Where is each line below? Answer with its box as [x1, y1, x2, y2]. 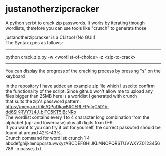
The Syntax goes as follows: [5, 39, 63, 45]
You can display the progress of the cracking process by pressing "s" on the [5, 68, 161, 74]
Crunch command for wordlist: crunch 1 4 [5, 135, 90, 141]
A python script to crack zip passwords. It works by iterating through [5, 20, 145, 26]
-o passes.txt [14, 145, 41, 151]
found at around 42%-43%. [5, 129, 62, 136]
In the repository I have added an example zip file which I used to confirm [5, 83, 155, 89]
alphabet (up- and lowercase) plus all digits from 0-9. [5, 119, 114, 125]
